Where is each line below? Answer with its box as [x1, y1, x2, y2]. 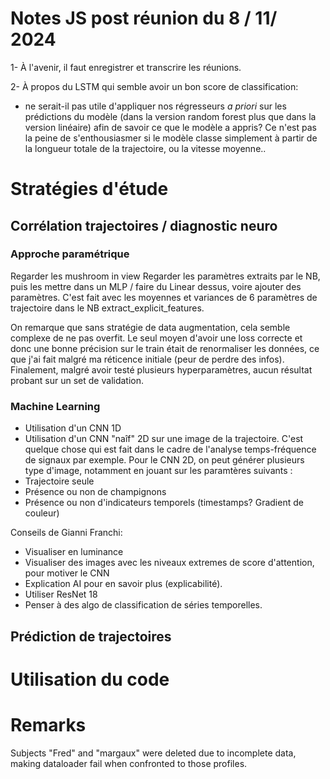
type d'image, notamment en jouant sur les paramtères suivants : [24, 465, 293, 477]
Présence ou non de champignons [24, 486, 167, 498]
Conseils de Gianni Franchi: [10, 527, 123, 539]
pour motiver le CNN [24, 567, 110, 579]
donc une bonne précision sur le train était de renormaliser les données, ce [10, 342, 320, 354]
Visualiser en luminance [24, 546, 124, 558]
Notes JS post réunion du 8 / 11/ [10, 7, 278, 30]
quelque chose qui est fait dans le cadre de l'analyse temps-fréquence [24, 443, 317, 456]
